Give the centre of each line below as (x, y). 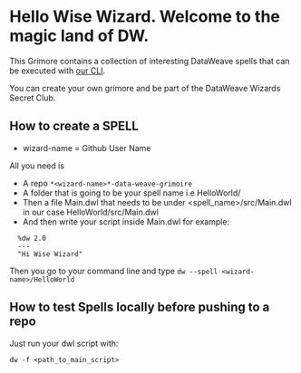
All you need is (37, 166)
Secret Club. (33, 98)
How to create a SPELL (74, 126)
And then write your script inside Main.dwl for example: (126, 221)
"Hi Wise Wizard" (50, 254)
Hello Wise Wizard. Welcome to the (145, 17)
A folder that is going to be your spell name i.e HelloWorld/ (131, 193)
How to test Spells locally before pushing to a (140, 307)
